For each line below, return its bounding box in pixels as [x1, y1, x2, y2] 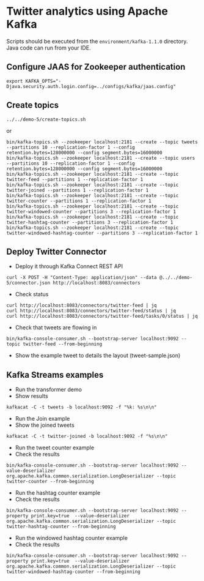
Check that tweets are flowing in [15, 324, 97, 331]
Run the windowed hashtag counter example [15, 534, 128, 542]
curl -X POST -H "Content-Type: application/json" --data [6, 274, 157, 281]
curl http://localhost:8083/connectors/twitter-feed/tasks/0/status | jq [6, 313, 199, 320]
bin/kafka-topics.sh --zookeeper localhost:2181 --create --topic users [6, 155, 195, 161]
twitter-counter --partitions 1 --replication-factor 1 [6, 198, 151, 204]
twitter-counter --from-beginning [6, 479, 95, 485]
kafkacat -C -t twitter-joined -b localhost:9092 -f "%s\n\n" [6, 433, 168, 440]
